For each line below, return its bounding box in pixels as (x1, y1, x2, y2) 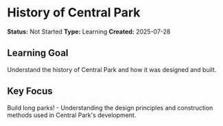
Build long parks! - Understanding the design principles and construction (7, 103, 213, 112)
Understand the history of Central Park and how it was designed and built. (7, 65, 217, 73)
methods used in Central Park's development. (7, 111, 137, 119)
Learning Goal (7, 47, 69, 59)
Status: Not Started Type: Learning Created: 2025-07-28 (7, 27, 171, 36)
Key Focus (7, 86, 53, 97)
